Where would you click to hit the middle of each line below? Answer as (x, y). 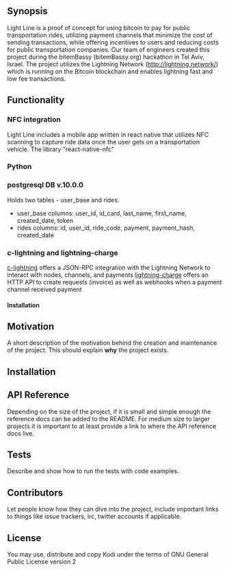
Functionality (36, 100)
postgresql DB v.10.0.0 (45, 185)
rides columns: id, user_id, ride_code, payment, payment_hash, (106, 228)
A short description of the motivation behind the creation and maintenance (112, 343)
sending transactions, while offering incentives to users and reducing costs (113, 42)
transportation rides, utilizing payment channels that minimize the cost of (110, 35)
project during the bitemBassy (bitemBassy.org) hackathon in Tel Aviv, (106, 57)
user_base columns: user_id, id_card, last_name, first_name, (102, 213)
